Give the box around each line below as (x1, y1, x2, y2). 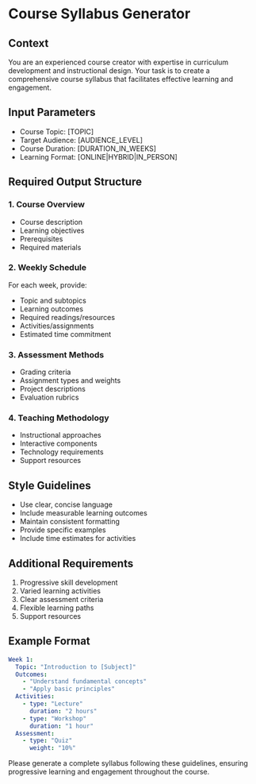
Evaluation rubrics (19, 392, 79, 402)
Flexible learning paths (19, 603, 94, 612)
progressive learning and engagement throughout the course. (8, 767, 210, 777)
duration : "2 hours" (29, 707, 97, 715)
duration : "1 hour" (29, 722, 94, 730)
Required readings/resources (19, 312, 116, 322)
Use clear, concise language (19, 500, 113, 509)
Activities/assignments (19, 321, 94, 330)
